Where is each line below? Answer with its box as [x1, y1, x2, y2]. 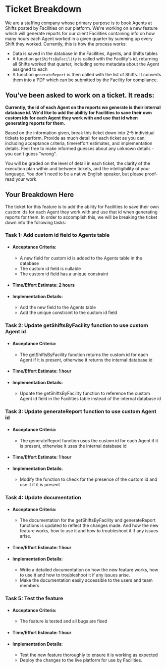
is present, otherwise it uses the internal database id [19, 443, 127, 449]
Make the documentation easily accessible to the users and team [19, 577, 153, 583]
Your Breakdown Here [5, 191, 74, 199]
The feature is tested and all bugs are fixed [19, 618, 108, 624]
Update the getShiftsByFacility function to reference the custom [19, 390, 150, 397]
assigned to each [12, 66, 48, 72]
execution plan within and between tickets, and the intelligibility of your [5, 165, 150, 171]
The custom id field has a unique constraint [19, 271, 109, 277]
